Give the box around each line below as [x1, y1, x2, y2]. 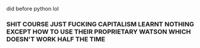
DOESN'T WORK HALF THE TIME [6, 35, 106, 43]
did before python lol [6, 5, 59, 12]
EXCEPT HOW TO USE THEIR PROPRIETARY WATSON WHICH [6, 27, 191, 35]
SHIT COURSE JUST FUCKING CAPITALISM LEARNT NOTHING [6, 20, 194, 28]
